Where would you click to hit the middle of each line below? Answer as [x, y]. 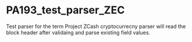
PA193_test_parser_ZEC [65, 10]
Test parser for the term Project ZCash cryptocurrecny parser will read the [96, 26]
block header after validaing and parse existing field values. [78, 32]
